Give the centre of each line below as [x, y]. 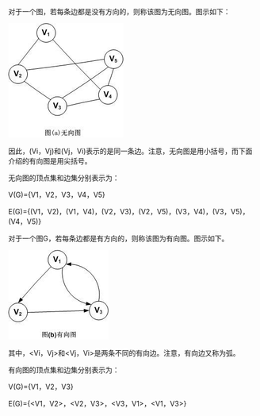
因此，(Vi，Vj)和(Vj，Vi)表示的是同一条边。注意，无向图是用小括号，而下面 [130, 151]
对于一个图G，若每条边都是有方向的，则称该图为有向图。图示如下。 [119, 238]
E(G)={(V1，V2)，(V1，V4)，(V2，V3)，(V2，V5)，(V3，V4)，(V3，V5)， [129, 212]
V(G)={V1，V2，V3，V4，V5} [57, 195]
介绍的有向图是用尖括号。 [50, 161]
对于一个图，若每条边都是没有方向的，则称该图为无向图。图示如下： [119, 12]
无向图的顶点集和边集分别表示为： [64, 178]
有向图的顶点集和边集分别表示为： [64, 370]
